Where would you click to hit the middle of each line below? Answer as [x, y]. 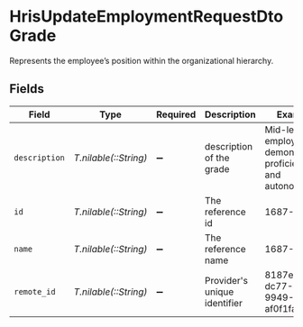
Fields [27, 89]
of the [217, 158]
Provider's [226, 280]
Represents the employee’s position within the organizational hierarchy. [142, 60]
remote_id [35, 291]
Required [176, 114]
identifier [224, 303]
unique [219, 292]
